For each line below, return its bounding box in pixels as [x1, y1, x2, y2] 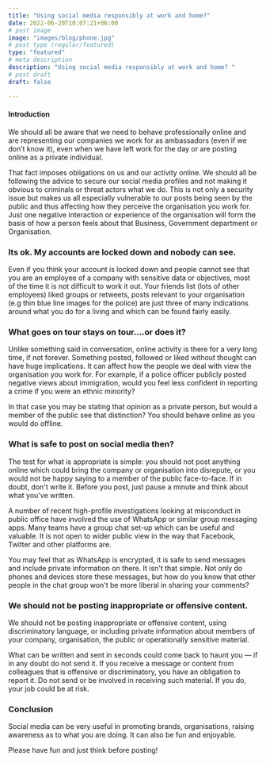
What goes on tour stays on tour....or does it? [8, 326, 186, 337]
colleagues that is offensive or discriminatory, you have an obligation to [8, 667, 241, 677]
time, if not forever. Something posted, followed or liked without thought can [8, 353, 257, 362]
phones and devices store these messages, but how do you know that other [8, 572, 256, 581]
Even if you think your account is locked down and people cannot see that [8, 265, 250, 274]
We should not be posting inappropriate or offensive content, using [8, 618, 227, 627]
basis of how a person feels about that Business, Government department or [8, 218, 258, 228]
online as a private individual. [8, 152, 104, 162]
